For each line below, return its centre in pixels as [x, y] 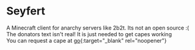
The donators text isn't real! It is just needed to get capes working [89, 34]
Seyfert [26, 11]
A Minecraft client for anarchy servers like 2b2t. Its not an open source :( [98, 28]
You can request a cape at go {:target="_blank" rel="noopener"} [86, 40]
